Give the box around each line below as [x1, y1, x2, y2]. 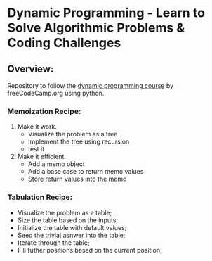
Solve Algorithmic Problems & [7, 20, 185, 36]
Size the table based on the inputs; [17, 216, 119, 224]
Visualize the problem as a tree [27, 130, 118, 139]
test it [27, 145, 45, 153]
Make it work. [17, 122, 58, 131]
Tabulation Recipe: [7, 192, 73, 202]
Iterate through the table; [17, 238, 90, 247]
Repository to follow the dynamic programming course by [7, 82, 174, 89]
